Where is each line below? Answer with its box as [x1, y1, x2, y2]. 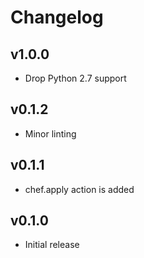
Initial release [24, 239, 80, 251]
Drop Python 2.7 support [24, 72, 127, 84]
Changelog [10, 6, 104, 29]
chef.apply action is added [24, 183, 135, 195]
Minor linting [24, 127, 77, 140]
